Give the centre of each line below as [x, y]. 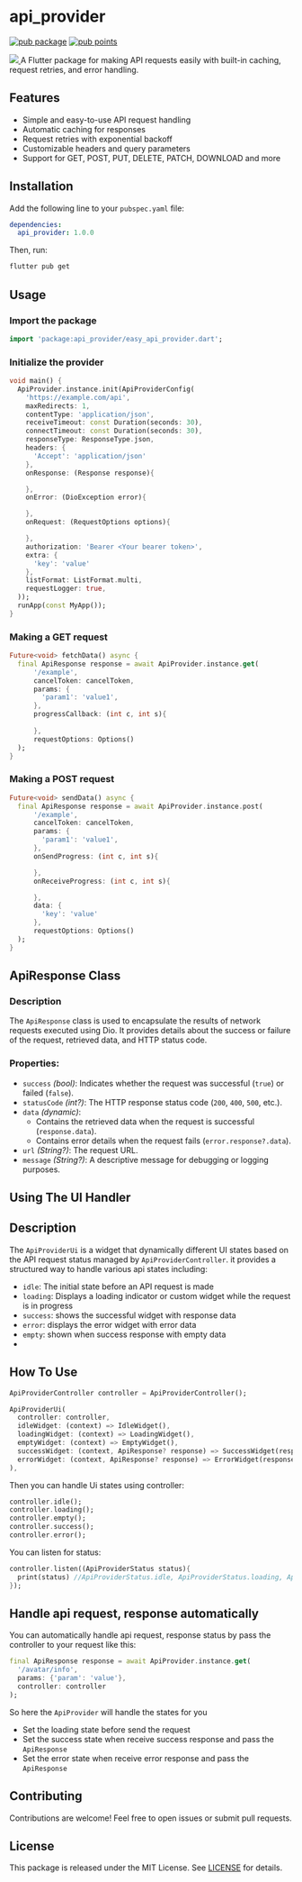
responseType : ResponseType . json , [90, 440]
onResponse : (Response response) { [90, 473]
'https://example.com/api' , [78, 397]
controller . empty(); [48, 1518]
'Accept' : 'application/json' [89, 456]
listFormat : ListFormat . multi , [84, 580]
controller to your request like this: [73, 1645]
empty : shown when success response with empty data [124, 1334]
